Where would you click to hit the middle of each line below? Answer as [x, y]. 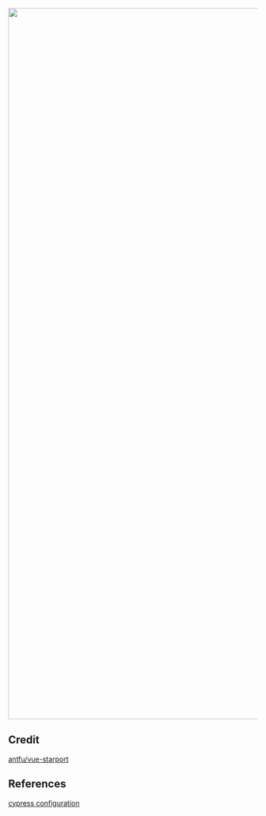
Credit [24, 740]
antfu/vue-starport [38, 759]
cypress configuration [44, 803]
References [37, 784]
